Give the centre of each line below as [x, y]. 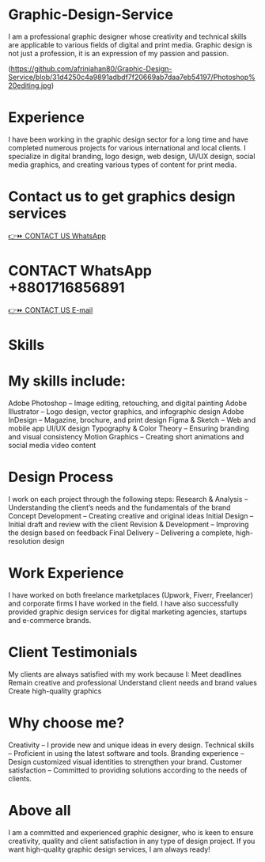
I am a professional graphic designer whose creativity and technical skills [128, 36]
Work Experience [66, 573]
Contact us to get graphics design [122, 197]
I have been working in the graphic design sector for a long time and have [129, 139]
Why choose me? [66, 723]
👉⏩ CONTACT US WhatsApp [57, 236]
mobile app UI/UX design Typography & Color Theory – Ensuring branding [129, 428]
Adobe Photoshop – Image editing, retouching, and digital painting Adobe [128, 403]
